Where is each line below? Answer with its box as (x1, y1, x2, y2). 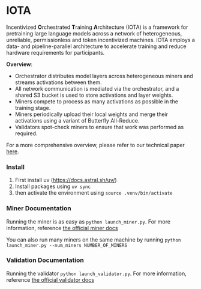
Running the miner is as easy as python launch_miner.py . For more (6, 218, 171, 225)
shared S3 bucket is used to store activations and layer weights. (14, 91, 173, 99)
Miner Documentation (6, 204, 71, 213)
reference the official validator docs (6, 276, 95, 283)
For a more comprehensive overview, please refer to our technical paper (6, 141, 185, 148)
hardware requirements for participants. (6, 49, 105, 56)
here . (6, 148, 19, 155)
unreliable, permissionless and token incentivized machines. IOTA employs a (6, 36, 195, 43)
